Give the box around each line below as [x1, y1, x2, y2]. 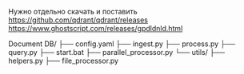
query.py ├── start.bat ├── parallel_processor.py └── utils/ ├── [8, 48, 226, 56]
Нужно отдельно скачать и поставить [8, 7, 138, 16]
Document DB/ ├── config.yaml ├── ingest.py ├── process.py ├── [8, 39, 236, 49]
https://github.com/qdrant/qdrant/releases [8, 15, 148, 25]
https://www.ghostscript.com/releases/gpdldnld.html [8, 24, 183, 33]
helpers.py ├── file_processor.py [8, 56, 118, 65]
